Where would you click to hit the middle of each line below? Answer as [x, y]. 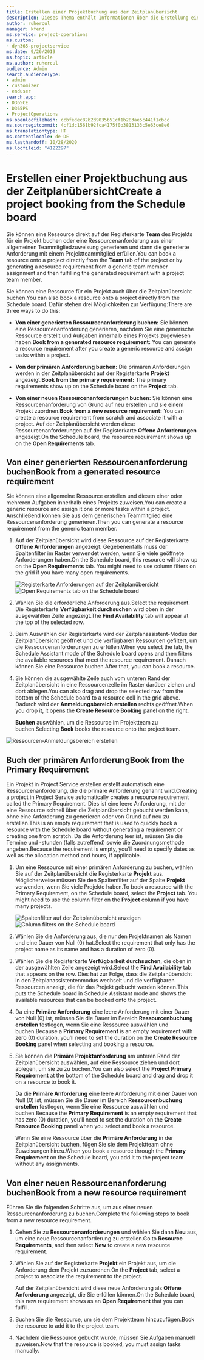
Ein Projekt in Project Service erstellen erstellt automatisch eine [86, 784]
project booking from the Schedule [96, 204]
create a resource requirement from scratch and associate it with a [98, 417]
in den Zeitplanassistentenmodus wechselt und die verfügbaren [95, 981]
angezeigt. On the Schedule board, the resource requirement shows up [103, 437]
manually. [27, 1351]
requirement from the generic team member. [62, 529]
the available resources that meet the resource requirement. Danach [100, 660]
